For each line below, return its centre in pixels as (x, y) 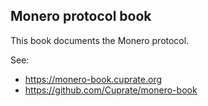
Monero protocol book (81, 16)
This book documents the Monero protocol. (100, 40)
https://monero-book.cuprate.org (93, 79)
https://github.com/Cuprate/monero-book (111, 90)
